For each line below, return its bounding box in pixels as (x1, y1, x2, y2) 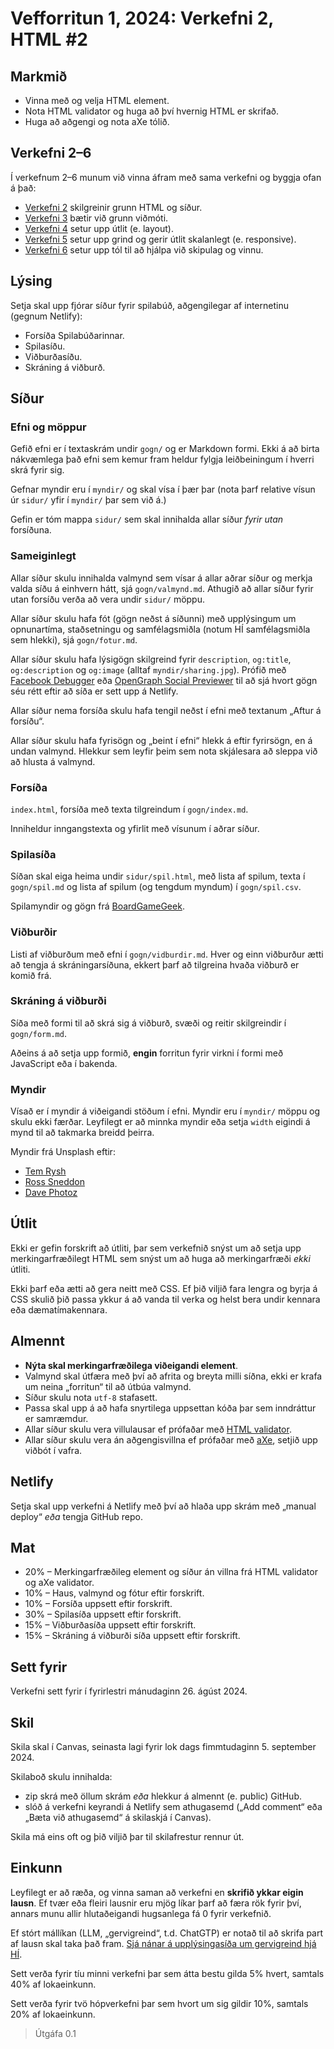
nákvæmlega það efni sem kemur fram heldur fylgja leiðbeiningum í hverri (10, 453, 315, 466)
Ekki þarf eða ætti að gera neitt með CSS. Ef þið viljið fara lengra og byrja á (10, 1282, 318, 1294)
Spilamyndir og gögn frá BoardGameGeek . (10, 900, 185, 912)
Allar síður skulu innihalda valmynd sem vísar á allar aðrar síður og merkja (10, 572, 313, 584)
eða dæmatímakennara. (10, 1303, 108, 1316)
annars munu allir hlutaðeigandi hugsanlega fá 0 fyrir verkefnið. (10, 1907, 272, 1919)
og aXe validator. (24, 1577, 95, 1589)
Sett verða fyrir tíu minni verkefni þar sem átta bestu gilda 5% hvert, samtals (10, 1967, 325, 1979)
